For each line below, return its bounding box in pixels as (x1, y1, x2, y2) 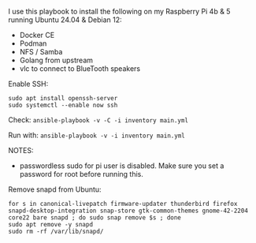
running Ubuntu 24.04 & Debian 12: (8, 15, 122, 24)
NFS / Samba (19, 47, 63, 56)
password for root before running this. (19, 170, 143, 178)
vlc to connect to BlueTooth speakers (19, 64, 140, 73)
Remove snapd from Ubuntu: (8, 185, 102, 194)
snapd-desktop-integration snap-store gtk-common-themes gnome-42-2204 (8, 207, 248, 215)
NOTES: (8, 146, 34, 155)
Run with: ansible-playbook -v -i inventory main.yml (8, 130, 185, 140)
